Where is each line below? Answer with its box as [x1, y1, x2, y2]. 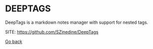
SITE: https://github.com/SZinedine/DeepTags [5, 29, 99, 35]
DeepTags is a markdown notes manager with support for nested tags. [5, 19, 149, 25]
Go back [5, 38, 23, 45]
